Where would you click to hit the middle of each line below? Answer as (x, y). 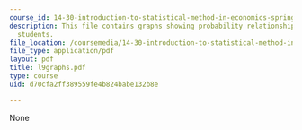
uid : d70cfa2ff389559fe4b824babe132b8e (84, 84)
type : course (34, 76)
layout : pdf (31, 59)
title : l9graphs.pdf (48, 68)
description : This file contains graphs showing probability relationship (152, 26)
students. (36, 34)
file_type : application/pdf (62, 51)
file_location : (38, 43)
